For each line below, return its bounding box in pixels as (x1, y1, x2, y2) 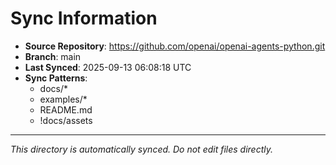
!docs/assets (39, 114, 93, 126)
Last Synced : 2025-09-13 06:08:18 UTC (24, 61, 192, 73)
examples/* (39, 93, 88, 105)
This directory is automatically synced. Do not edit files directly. (10, 143, 274, 155)
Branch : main (24, 50, 82, 62)
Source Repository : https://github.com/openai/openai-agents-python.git (24, 40, 326, 52)
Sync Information (10, 7, 158, 30)
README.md (39, 103, 93, 116)
